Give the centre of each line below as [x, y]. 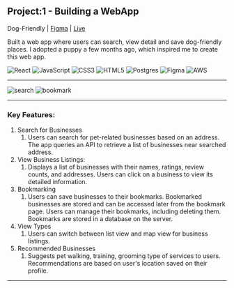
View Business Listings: [51, 160]
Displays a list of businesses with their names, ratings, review [116, 167]
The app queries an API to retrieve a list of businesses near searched [127, 145]
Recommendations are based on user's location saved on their [117, 264]
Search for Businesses [49, 130]
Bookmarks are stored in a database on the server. [100, 219]
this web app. [27, 56]
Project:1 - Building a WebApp [73, 12]
